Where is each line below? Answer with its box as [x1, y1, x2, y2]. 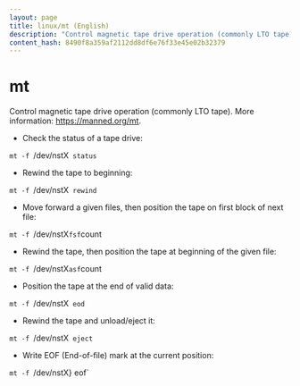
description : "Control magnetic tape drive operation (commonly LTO [9, 29, 270, 38]
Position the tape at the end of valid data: [21, 281, 174, 291]
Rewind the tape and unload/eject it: [21, 315, 156, 326]
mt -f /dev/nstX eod [9, 298, 86, 309]
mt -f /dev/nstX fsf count [9, 229, 103, 239]
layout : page [9, 13, 58, 22]
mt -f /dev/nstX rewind [9, 185, 97, 196]
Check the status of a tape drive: [21, 133, 143, 144]
